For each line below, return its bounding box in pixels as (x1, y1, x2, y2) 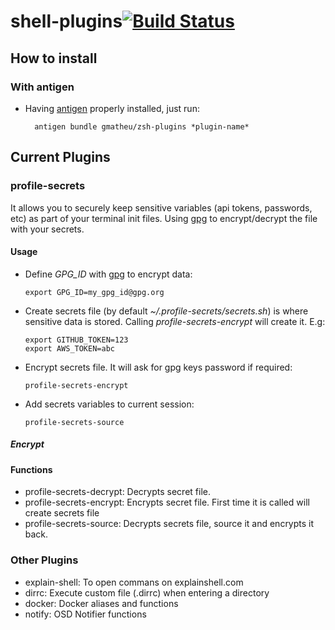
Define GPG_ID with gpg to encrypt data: (24, 268, 193, 280)
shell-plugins (10, 10, 123, 33)
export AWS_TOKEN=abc (24, 343, 115, 354)
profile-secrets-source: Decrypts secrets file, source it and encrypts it (24, 518, 315, 530)
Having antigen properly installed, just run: (24, 102, 200, 114)
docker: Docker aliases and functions (24, 597, 179, 609)
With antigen (10, 80, 75, 94)
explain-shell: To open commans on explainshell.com (24, 576, 244, 588)
